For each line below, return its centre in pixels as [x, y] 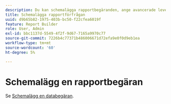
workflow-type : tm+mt [28, 43]
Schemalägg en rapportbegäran [74, 82]
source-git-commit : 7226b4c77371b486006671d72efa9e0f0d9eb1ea [73, 39]
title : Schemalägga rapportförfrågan [45, 15]
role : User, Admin [25, 29]
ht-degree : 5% [20, 52]
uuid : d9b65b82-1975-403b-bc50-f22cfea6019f [53, 19]
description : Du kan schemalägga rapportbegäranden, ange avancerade [81, 10]
